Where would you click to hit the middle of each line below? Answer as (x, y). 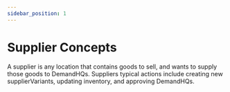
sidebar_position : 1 (37, 13)
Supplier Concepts (62, 47)
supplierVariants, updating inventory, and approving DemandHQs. (101, 81)
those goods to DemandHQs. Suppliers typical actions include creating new (115, 73)
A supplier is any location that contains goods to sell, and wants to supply (112, 67)
